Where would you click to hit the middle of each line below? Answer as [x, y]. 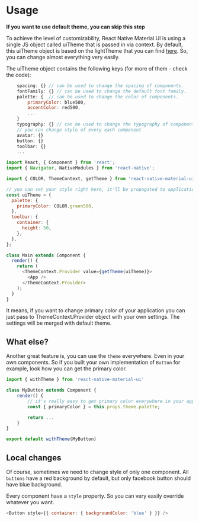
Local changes [34, 458]
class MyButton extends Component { [51, 390]
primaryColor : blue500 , [57, 102]
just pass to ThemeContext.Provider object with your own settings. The [93, 317]
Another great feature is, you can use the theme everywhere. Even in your [95, 356]
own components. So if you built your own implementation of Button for [93, 363]
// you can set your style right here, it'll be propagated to [86, 189]
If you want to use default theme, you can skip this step [76, 27]
